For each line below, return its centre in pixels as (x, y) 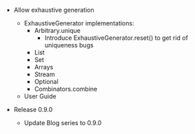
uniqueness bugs (69, 45)
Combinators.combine (66, 89)
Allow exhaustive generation (54, 10)
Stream (44, 74)
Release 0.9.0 (33, 110)
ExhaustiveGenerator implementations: (79, 23)
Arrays (44, 67)
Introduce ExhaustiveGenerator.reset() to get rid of (116, 38)
